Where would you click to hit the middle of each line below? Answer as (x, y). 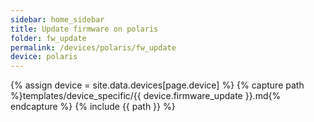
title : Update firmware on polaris (84, 29)
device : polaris (44, 57)
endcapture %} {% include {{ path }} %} (93, 107)
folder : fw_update (48, 38)
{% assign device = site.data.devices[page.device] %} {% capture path (157, 85)
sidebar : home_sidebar (57, 19)
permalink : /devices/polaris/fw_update (93, 47)
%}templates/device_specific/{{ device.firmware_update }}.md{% (146, 96)
